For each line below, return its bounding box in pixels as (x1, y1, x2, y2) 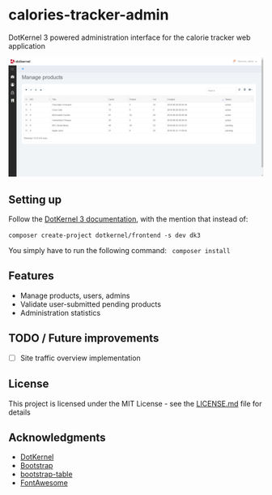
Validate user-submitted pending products (19, 299, 162, 309)
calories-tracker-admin (8, 6, 169, 24)
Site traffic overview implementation (19, 353, 142, 363)
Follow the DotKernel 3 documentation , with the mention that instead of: (8, 214, 249, 224)
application (8, 41, 46, 50)
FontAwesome (19, 478, 69, 488)
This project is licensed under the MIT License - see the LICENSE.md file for (8, 398, 262, 408)
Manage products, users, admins (19, 291, 130, 300)
